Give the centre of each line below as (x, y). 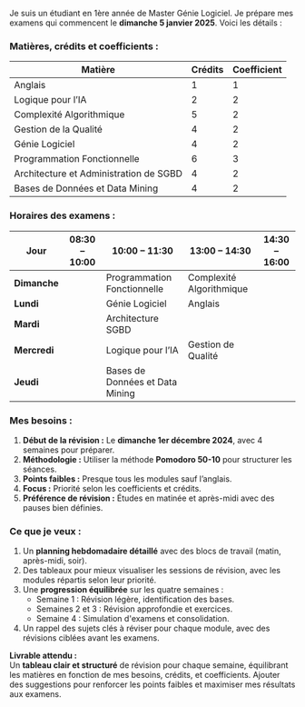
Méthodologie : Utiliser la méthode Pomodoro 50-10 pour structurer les (157, 459)
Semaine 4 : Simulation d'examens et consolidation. (133, 619)
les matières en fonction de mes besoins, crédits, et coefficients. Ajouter (145, 675)
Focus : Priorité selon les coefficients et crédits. (112, 488)
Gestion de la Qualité (58, 129)
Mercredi (34, 350)
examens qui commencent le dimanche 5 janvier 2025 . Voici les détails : (146, 23)
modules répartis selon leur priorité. (89, 580)
